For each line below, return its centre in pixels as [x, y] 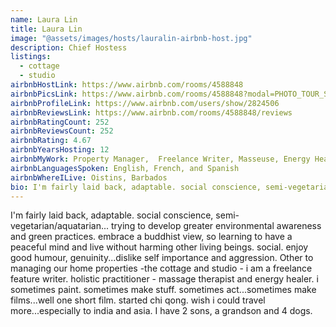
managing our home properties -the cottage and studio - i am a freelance [161, 268]
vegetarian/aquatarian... [60, 226]
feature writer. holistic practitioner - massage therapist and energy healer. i [164, 279]
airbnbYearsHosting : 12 [60, 150]
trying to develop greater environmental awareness [216, 226]
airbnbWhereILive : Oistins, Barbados [89, 177]
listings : [31, 57]
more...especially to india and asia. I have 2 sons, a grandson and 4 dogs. [161, 311]
